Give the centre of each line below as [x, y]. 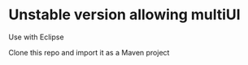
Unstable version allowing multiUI [125, 15]
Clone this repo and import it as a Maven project [89, 52]
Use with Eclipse [36, 37]
